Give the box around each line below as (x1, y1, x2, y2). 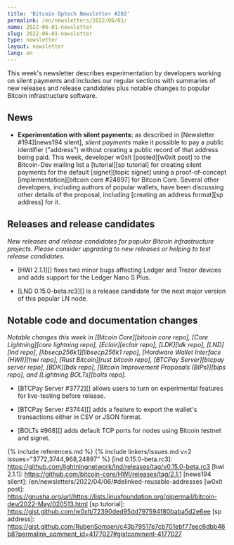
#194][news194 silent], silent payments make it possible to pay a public (17, 138, 224, 146)
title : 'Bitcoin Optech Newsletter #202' (7, 10, 131, 18)
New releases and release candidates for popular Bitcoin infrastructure (7, 237, 214, 245)
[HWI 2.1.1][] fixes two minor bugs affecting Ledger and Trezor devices (17, 265, 221, 274)
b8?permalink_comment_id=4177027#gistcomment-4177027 (7, 530, 183, 539)
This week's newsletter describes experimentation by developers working (7, 68, 221, 77)
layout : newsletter (7, 43, 65, 50)
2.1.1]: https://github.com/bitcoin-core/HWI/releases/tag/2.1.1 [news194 (7, 470, 212, 479)
